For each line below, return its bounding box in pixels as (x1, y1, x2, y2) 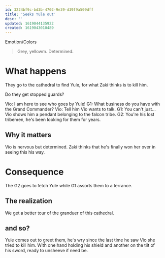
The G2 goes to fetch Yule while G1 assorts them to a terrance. (5, 182, 132, 188)
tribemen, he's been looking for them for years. (5, 116, 101, 123)
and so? (5, 224, 30, 232)
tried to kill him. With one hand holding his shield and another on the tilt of (5, 242, 155, 248)
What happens (5, 66, 66, 77)
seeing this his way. (5, 149, 45, 155)
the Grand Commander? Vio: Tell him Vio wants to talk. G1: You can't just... (5, 106, 156, 112)
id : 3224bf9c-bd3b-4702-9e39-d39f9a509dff (5, 7, 94, 12)
